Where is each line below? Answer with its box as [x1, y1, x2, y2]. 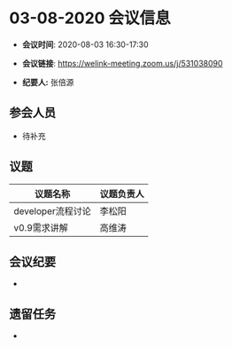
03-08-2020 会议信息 [9, 8, 171, 28]
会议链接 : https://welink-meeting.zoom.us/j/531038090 [21, 58, 223, 68]
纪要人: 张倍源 [21, 76, 74, 87]
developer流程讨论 [13, 205, 91, 217]
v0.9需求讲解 [13, 221, 69, 233]
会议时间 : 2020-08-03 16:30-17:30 [21, 39, 149, 50]
